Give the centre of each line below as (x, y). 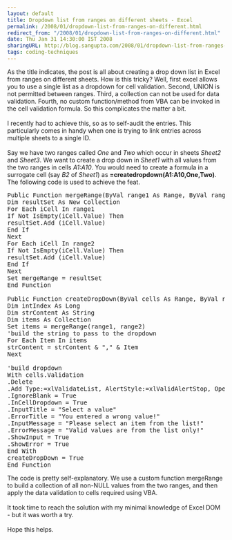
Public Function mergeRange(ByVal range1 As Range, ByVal (107, 195)
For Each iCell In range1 (51, 209)
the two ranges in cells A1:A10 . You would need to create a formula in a (108, 167)
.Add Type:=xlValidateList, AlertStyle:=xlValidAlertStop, (109, 389)
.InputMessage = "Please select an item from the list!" (106, 423)
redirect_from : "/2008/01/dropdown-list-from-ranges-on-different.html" (114, 33)
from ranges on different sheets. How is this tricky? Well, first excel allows (112, 79)
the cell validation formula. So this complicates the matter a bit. (97, 109)
